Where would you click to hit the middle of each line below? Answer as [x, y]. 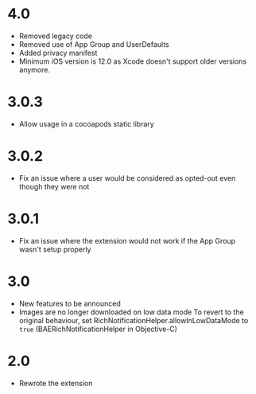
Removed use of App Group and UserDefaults [94, 44]
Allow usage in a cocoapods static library [86, 123]
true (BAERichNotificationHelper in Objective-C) [98, 329]
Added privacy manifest [58, 53]
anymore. [35, 69]
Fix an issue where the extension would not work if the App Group [127, 240]
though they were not [54, 186]
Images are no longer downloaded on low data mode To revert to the [131, 312]
